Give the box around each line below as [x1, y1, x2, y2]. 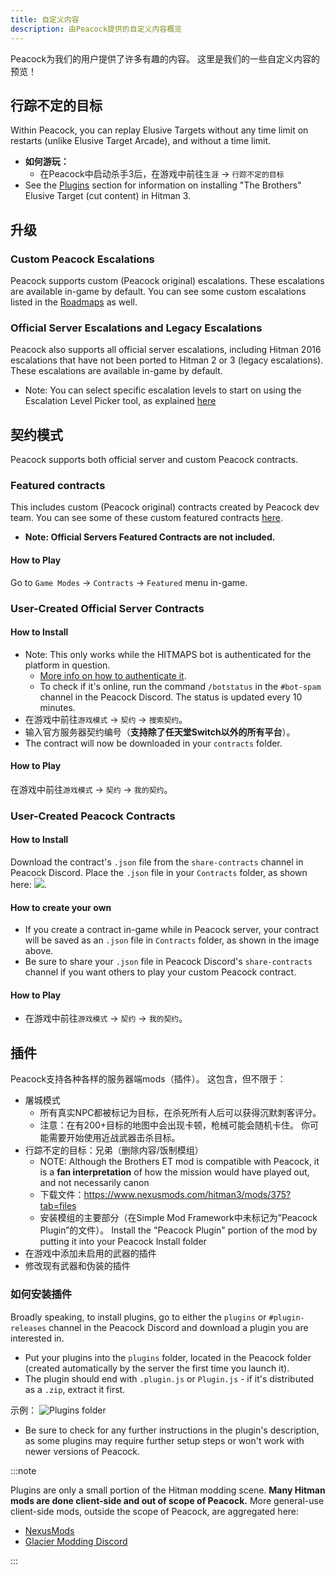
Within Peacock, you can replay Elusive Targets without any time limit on [10, 124, 309, 136]
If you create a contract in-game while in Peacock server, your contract [24, 924, 320, 936]
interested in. [10, 1332, 65, 1344]
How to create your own [10, 901, 112, 913]
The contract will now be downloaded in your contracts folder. [24, 737, 283, 749]
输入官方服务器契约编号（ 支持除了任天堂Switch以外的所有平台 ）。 [24, 726, 296, 738]
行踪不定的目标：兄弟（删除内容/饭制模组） [24, 1144, 204, 1156]
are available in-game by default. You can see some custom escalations [10, 286, 307, 297]
